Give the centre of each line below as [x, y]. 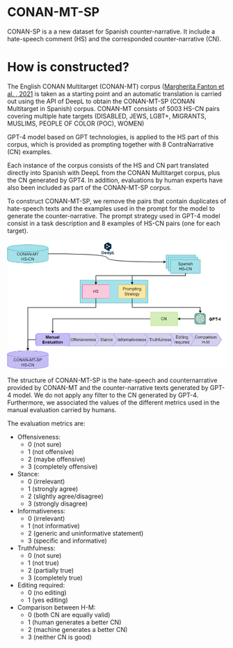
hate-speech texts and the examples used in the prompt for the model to [111, 208]
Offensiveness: [39, 437]
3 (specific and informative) [67, 541]
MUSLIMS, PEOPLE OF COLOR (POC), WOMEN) [76, 123]
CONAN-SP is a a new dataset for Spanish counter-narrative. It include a [111, 31]
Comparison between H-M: [56, 607]
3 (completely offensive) [63, 466]
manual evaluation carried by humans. [62, 409]
